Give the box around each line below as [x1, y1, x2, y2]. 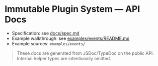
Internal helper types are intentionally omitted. [16, 55, 111, 61]
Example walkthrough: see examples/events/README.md [11, 35, 130, 41]
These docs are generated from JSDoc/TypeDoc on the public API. [16, 50, 155, 56]
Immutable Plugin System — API [4, 3, 140, 15]
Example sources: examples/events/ [11, 40, 85, 46]
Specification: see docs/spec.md [11, 30, 80, 36]
